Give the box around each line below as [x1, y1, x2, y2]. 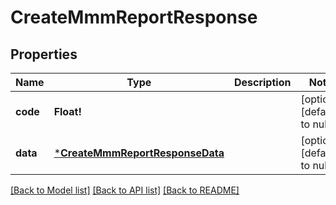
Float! [53, 105, 82, 118]
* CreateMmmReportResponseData [53, 146, 225, 160]
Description [233, 76, 292, 89]
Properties [10, 46, 78, 63]
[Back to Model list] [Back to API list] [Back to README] [10, 184, 240, 196]
